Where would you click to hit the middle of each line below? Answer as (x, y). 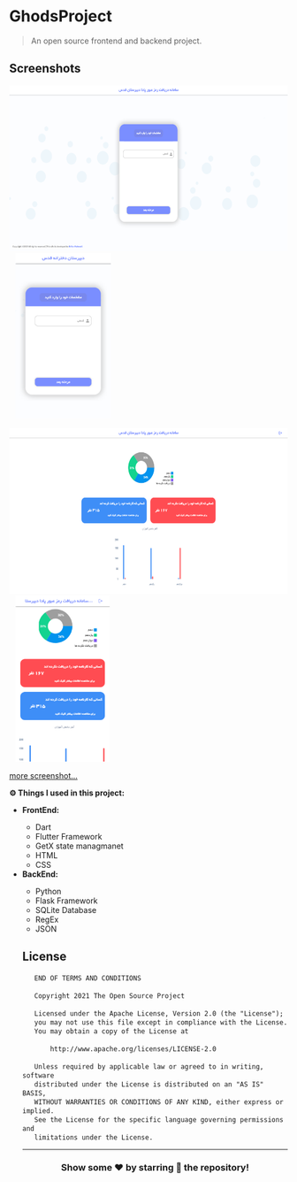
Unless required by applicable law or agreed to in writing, (149, 1067)
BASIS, (34, 1093)
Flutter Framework (69, 836)
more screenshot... (43, 775)
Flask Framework (67, 901)
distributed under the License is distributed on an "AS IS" (149, 1084)
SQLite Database (66, 910)
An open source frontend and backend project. (116, 41)
